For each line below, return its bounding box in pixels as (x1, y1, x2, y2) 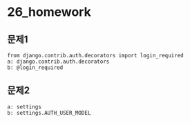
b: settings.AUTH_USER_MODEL (7, 109, 91, 116)
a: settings (7, 103, 41, 111)
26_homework (7, 4, 91, 20)
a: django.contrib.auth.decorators (7, 58, 110, 65)
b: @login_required (7, 64, 64, 71)
